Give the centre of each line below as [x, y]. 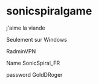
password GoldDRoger [34, 74]
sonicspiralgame [49, 11]
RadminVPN [21, 51]
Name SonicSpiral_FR [33, 63]
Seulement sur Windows [37, 39]
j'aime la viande [26, 28]
